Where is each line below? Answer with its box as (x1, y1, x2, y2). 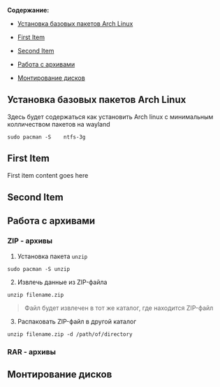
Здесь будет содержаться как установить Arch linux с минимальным (7, 112, 214, 121)
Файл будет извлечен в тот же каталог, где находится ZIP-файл (24, 304, 214, 312)
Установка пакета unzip (17, 252, 88, 260)
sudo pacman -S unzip (7, 265, 71, 272)
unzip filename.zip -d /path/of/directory (7, 330, 133, 338)
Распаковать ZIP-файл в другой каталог (17, 317, 137, 325)
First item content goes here (7, 171, 89, 179)
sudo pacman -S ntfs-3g (7, 133, 86, 141)
